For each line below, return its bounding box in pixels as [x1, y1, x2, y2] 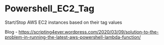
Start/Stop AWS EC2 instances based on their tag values [5, 19, 122, 25]
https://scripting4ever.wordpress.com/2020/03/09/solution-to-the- [18, 29, 159, 35]
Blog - [5, 29, 18, 35]
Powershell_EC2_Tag [5, 3, 94, 14]
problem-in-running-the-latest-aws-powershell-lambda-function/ [5, 34, 141, 40]
